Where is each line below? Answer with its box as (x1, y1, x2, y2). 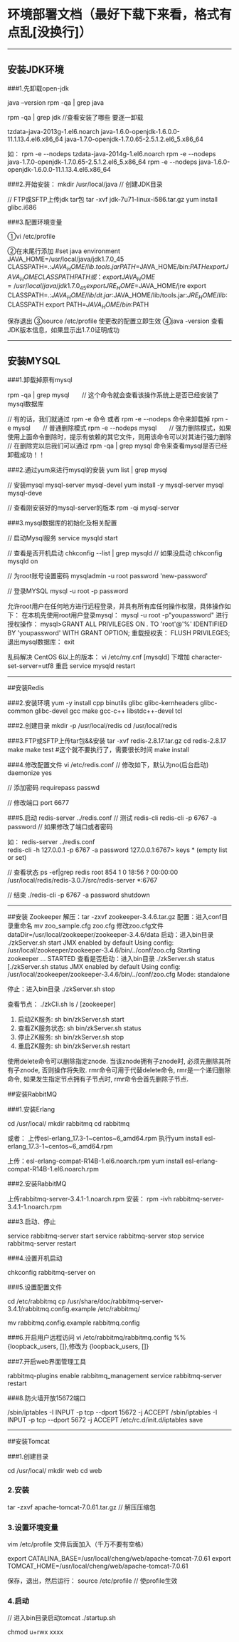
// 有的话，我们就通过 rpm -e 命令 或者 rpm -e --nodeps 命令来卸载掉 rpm (7, 414, 224, 423)
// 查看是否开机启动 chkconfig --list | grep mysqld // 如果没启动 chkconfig (7, 548, 223, 557)
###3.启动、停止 (7, 1217, 56, 1226)
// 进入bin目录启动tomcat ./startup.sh (7, 1613, 116, 1622)
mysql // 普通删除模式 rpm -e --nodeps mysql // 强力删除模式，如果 (13, 424, 232, 432)
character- (191, 652, 223, 661)
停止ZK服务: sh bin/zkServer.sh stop (17, 1032, 124, 1041)
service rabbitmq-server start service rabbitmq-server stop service (7, 1231, 205, 1240)
